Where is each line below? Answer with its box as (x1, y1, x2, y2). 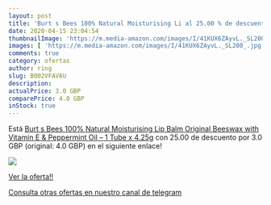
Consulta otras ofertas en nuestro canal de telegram (8, 187, 182, 198)
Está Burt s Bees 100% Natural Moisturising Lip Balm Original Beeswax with (8, 124, 260, 134)
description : (8, 79, 52, 87)
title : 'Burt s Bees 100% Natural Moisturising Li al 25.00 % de (8, 19, 232, 27)
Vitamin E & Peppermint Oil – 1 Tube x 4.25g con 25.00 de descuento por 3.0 (8, 132, 263, 142)
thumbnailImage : (8, 34, 63, 43)
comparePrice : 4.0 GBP (8, 94, 85, 102)
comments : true (8, 49, 60, 57)
